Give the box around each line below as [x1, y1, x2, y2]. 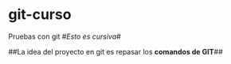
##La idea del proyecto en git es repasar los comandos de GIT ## [8, 47, 223, 56]
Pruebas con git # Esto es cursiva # [8, 32, 121, 41]
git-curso [8, 6, 72, 24]
